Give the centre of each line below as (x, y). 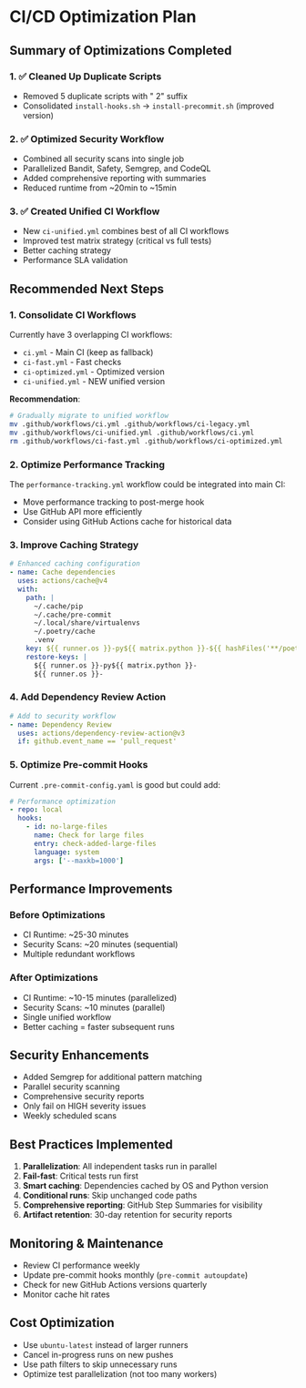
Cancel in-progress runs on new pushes (98, 1354)
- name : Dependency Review (61, 725)
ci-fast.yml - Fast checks (72, 362)
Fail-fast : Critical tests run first (81, 1176)
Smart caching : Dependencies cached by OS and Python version (145, 1186)
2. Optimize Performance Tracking (87, 464)
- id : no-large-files (66, 827)
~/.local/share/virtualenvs (87, 623)
